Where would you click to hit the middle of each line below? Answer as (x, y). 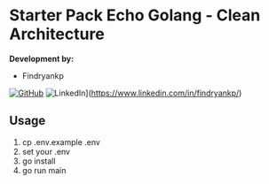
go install (39, 161)
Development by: (41, 58)
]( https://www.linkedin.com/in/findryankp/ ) (164, 93)
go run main (44, 170)
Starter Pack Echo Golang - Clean (135, 15)
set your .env (46, 151)
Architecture (57, 34)
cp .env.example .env (61, 142)
